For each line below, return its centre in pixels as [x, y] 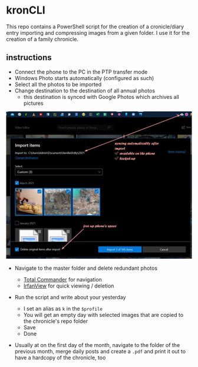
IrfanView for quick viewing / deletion [69, 286]
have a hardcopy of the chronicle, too [60, 358]
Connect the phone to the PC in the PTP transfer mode [81, 72]
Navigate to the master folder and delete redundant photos [86, 268]
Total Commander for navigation [62, 280]
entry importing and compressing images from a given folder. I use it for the [98, 32]
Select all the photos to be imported [58, 84]
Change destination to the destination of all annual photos [85, 90]
